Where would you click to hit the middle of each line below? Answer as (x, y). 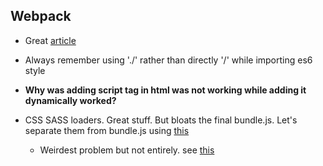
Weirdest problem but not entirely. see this (127, 150)
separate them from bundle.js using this (107, 130)
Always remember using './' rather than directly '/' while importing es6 (168, 60)
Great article (50, 40)
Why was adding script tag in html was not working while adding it (165, 90)
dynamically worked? (70, 100)
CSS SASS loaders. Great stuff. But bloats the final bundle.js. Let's (161, 120)
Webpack (41, 16)
